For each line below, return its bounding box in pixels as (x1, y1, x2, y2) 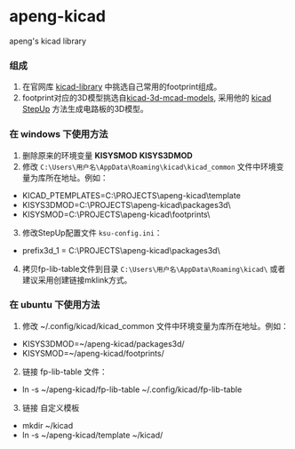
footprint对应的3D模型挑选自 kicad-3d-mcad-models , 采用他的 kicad (21, 92, 272, 103)
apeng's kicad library (9, 36, 87, 46)
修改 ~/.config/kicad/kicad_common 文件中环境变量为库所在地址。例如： (21, 320, 289, 331)
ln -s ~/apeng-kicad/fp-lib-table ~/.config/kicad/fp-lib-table (21, 384, 243, 395)
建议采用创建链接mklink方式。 (21, 274, 132, 285)
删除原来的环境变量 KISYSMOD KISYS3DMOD (21, 149, 193, 161)
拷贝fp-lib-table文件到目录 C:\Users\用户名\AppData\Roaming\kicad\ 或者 (21, 263, 286, 274)
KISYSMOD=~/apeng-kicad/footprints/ (21, 348, 164, 358)
